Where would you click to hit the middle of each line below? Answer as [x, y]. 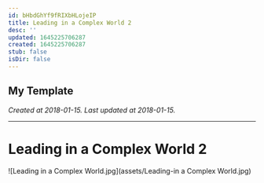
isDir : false [29, 60]
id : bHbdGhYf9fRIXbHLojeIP [52, 15]
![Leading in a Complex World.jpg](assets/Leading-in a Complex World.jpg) [130, 170]
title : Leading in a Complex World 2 [70, 23]
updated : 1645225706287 [47, 37]
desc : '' [22, 30]
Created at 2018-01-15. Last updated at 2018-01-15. [92, 110]
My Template [41, 91]
